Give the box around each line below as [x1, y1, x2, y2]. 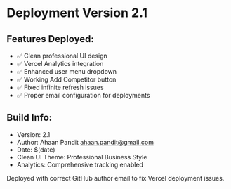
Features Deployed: [6, 33, 94, 45]
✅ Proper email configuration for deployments [16, 91, 150, 99]
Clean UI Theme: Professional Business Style [16, 152, 147, 161]
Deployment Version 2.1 [6, 5, 148, 21]
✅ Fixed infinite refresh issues [16, 83, 104, 91]
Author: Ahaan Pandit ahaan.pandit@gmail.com [16, 138, 154, 146]
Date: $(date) [16, 145, 55, 154]
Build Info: [6, 112, 53, 124]
